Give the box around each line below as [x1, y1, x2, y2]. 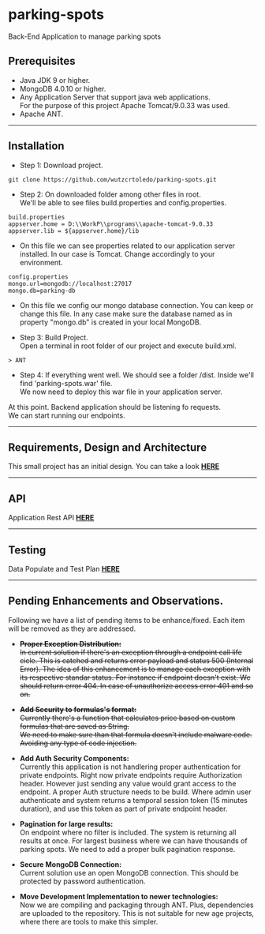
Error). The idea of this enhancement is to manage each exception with [19, 664, 251, 673]
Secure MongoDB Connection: [19, 859, 122, 869]
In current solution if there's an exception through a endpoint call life [19, 647, 242, 657]
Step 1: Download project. [19, 160, 103, 170]
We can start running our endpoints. [8, 411, 125, 420]
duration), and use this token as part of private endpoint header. [19, 804, 228, 813]
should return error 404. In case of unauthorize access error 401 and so [19, 681, 254, 690]
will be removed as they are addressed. [8, 624, 136, 633]
